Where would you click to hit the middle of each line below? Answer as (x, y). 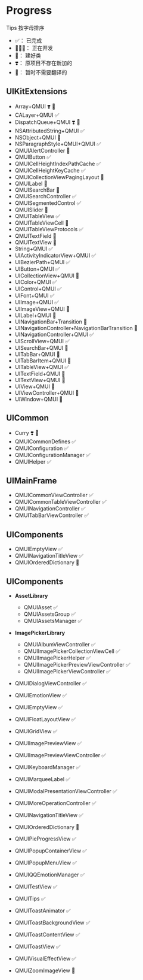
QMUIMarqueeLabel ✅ (42, 779)
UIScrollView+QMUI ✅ (42, 341)
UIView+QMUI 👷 (35, 386)
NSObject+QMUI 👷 (38, 137)
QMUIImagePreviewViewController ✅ (60, 755)
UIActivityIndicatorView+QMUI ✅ (55, 255)
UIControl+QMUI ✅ (38, 289)
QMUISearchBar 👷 (37, 190)
